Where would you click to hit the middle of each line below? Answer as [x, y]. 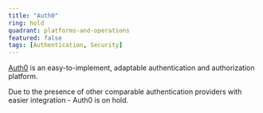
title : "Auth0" [33, 16]
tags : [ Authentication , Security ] [66, 45]
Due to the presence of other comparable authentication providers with [125, 92]
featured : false [35, 38]
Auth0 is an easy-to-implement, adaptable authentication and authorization [131, 68]
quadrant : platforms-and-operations [69, 30]
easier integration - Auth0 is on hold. [69, 100]
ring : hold [26, 23]
